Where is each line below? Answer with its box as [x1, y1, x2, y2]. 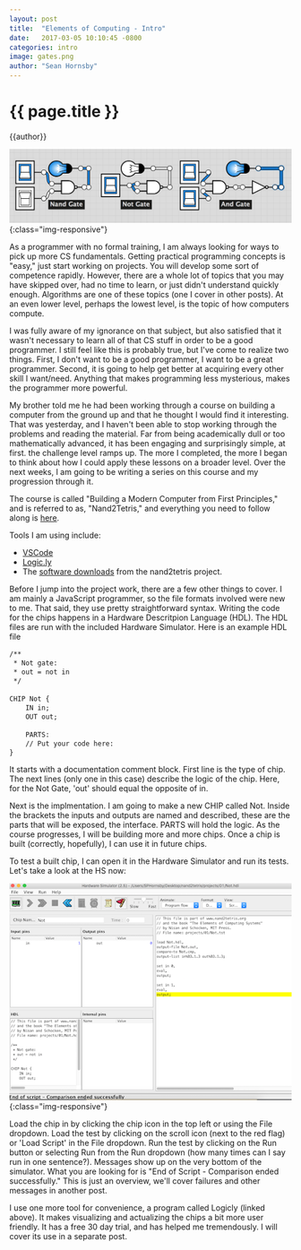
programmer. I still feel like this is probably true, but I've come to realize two [9, 345, 289, 356]
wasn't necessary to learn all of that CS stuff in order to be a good [9, 335, 254, 346]
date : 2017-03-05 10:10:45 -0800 [9, 33, 142, 42]
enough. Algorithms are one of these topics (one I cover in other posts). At [9, 289, 284, 300]
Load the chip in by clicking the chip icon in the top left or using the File [9, 1118, 273, 1129]
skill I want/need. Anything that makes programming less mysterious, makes [9, 373, 290, 384]
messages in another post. [9, 1185, 107, 1196]
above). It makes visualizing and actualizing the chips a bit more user [9, 1212, 264, 1223]
